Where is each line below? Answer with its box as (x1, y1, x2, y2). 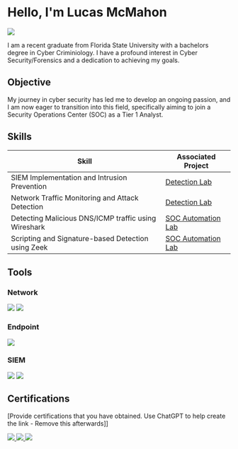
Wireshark (11, 222, 45, 232)
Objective (7, 76, 52, 88)
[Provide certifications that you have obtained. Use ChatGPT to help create (7, 412, 226, 420)
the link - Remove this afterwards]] (7, 419, 108, 428)
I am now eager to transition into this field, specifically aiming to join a (7, 103, 211, 111)
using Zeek (11, 242, 48, 252)
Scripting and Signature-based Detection (11, 233, 149, 243)
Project (183, 161, 209, 170)
